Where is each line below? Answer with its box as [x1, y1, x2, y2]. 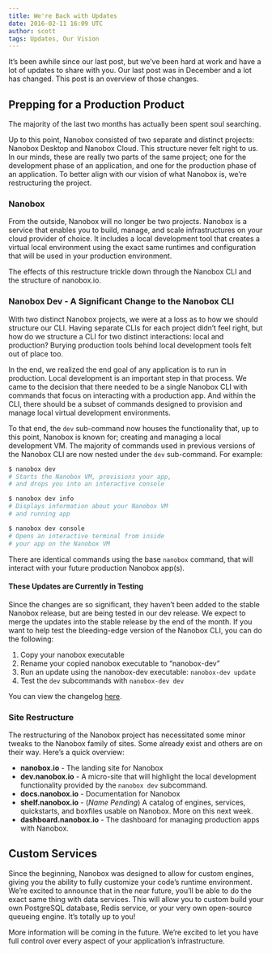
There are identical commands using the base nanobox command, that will [8, 554, 253, 564]
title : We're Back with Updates [8, 11, 117, 20]
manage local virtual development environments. [8, 408, 172, 417]
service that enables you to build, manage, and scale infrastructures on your [8, 225, 263, 235]
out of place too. [8, 348, 63, 358]
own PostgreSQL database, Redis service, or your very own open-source [8, 903, 253, 913]
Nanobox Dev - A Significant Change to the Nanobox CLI [8, 296, 235, 307]
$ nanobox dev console [8, 524, 85, 533]
